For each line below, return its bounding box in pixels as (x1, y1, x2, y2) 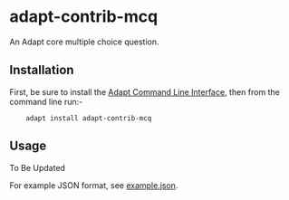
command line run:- (9, 96, 83, 107)
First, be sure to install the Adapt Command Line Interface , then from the (9, 86, 281, 97)
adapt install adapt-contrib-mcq (25, 113, 152, 123)
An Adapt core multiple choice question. (9, 36, 159, 47)
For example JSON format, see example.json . (9, 179, 178, 191)
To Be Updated (9, 162, 66, 173)
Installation (9, 62, 74, 78)
